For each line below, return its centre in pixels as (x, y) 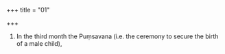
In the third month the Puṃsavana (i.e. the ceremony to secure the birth (117, 36)
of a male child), (39, 43)
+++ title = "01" (28, 10)
